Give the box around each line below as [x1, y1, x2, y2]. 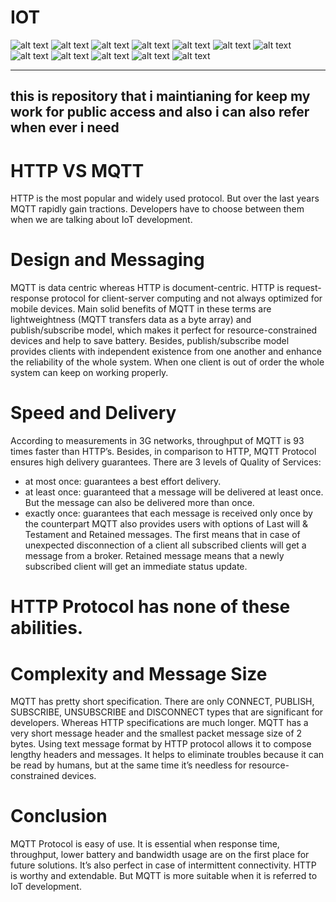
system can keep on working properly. [10, 367, 169, 379]
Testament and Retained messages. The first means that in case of [24, 529, 301, 541]
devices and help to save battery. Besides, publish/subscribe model [10, 335, 290, 347]
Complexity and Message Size [10, 662, 268, 685]
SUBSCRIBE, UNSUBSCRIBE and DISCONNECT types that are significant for [10, 706, 324, 718]
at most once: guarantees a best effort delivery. [24, 476, 222, 488]
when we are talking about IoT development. [10, 214, 193, 226]
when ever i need [10, 119, 120, 136]
